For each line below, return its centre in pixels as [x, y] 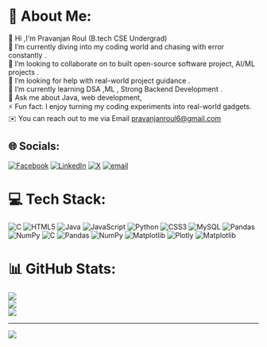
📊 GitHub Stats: [62, 269]
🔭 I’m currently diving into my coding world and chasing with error [116, 46]
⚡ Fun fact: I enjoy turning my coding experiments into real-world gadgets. [130, 106]
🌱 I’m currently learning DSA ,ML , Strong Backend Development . [115, 89]
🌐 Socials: [34, 146]
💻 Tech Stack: [57, 199]
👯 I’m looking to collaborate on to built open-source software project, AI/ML [132, 64]
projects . [24, 72]
